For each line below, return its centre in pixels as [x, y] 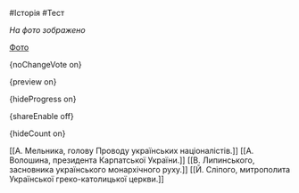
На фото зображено [48, 30]
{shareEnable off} [42, 116]
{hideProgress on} [43, 99]
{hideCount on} [37, 133]
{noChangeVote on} [46, 64]
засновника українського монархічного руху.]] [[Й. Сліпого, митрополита [150, 169]
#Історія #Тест [37, 13]
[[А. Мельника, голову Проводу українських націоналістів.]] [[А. [132, 151]
